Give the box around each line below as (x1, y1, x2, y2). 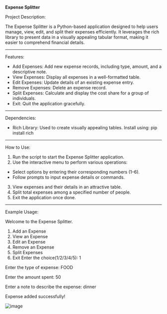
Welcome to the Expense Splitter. (5, 219, 73, 224)
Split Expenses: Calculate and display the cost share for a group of (12, 90, 149, 96)
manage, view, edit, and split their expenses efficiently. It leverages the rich (5, 29, 160, 34)
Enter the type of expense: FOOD (5, 265, 74, 270)
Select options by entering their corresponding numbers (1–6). (12, 169, 140, 175)
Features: (5, 54, 25, 59)
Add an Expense (12, 228, 46, 234)
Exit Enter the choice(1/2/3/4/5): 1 (12, 255, 81, 261)
